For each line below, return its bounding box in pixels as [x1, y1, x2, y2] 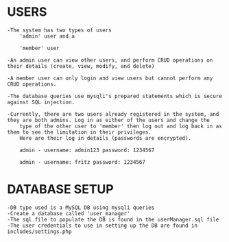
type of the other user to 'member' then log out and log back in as [19, 123, 223, 130]
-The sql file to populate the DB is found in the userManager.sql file [7, 216, 219, 223]
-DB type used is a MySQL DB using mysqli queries [7, 204, 155, 211]
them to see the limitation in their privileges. [7, 128, 152, 136]
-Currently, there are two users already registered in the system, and [7, 110, 219, 117]
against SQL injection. [7, 99, 75, 106]
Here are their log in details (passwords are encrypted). [19, 134, 192, 141]
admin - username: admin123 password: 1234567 [19, 147, 155, 154]
